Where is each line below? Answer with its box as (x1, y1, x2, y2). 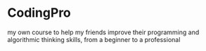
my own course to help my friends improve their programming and (7, 28, 200, 36)
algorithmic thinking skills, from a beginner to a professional (7, 35, 181, 43)
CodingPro (7, 5, 72, 21)
